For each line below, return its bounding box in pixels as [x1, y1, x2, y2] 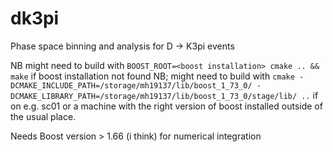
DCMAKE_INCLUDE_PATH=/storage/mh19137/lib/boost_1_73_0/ [10, 80, 253, 91]
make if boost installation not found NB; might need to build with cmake [10, 70, 295, 82]
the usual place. [10, 110, 77, 122]
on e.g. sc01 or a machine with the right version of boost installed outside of [10, 100, 323, 112]
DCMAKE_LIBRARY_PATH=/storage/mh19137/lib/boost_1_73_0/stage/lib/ [10, 91, 298, 101]
